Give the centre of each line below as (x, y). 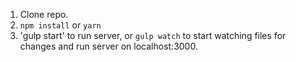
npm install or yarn (60, 25)
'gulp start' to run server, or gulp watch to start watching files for (153, 35)
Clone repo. (44, 14)
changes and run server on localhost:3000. (108, 46)
